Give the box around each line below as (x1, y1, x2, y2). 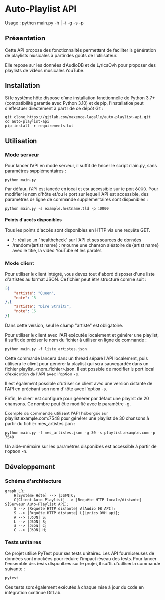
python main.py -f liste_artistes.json (5, 346, 87, 351)
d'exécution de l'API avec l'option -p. (5, 371, 80, 377)
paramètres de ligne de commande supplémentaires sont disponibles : (5, 196, 148, 203)
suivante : (5, 566, 25, 572)
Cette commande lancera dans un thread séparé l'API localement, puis (5, 355, 148, 361)
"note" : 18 (14, 295, 36, 300)
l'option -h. (5, 448, 28, 454)
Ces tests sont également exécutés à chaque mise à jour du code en (5, 584, 144, 590)
